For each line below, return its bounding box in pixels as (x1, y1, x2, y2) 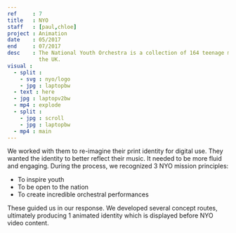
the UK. (38, 56, 61, 63)
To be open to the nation (17, 183, 89, 192)
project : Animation (7, 29, 68, 37)
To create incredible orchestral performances (17, 190, 149, 199)
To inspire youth (17, 175, 65, 184)
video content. (7, 219, 49, 227)
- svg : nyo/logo (20, 75, 71, 83)
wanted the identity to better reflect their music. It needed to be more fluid (7, 154, 223, 163)
